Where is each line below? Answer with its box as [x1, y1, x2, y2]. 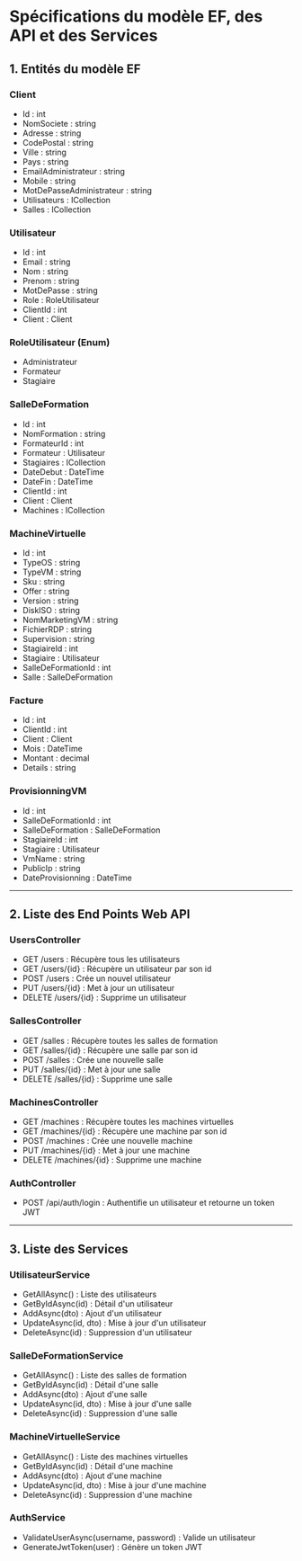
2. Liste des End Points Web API [9, 906, 191, 923]
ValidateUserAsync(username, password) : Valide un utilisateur [22, 1531, 256, 1543]
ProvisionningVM [9, 785, 87, 798]
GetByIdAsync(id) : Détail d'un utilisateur [22, 1298, 173, 1309]
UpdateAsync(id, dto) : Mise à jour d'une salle [22, 1398, 192, 1409]
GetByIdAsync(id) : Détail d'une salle [22, 1379, 159, 1390]
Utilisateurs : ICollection [22, 194, 111, 205]
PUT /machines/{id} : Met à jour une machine [22, 1145, 191, 1155]
